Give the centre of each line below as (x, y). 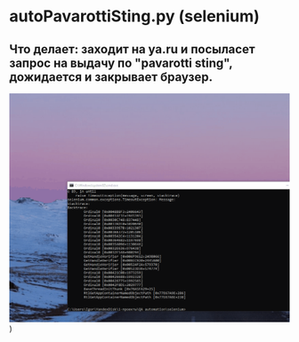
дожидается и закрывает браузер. (111, 77)
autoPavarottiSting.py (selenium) (134, 16)
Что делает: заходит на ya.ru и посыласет (132, 49)
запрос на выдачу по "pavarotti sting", (121, 63)
